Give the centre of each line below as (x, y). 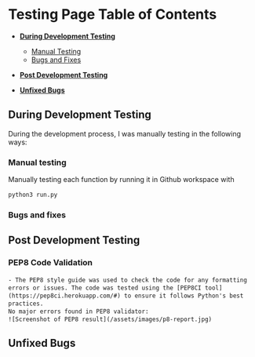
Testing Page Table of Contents (113, 15)
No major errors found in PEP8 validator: (78, 311)
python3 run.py (33, 195)
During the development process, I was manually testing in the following (125, 133)
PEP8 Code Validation (50, 263)
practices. (26, 304)
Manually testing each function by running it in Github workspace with (121, 180)
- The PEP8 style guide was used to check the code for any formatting (127, 280)
